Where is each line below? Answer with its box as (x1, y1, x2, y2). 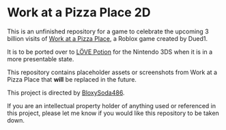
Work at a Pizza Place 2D (7, 5, 151, 20)
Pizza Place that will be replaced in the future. (7, 75, 137, 83)
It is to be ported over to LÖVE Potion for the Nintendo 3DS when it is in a (7, 48, 213, 56)
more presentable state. (7, 54, 74, 63)
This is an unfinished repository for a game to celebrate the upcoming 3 (7, 27, 210, 35)
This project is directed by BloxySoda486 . (7, 88, 125, 97)
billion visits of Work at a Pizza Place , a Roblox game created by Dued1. (7, 34, 208, 42)
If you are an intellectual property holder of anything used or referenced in (7, 101, 216, 110)
